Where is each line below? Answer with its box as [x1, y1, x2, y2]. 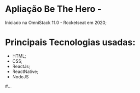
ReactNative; [12, 69, 38, 74]
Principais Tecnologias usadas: [5, 37, 136, 48]
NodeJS [12, 73, 29, 79]
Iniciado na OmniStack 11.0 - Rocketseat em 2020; [5, 20, 107, 25]
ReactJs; [12, 63, 30, 69]
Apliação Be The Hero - [5, 3, 102, 15]
